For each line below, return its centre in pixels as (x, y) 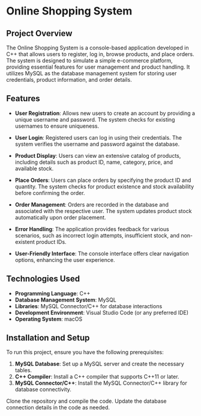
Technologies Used (43, 279)
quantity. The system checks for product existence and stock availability (104, 186)
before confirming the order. (50, 193)
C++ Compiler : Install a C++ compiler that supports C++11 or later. (97, 377)
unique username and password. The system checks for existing (95, 119)
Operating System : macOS (49, 319)
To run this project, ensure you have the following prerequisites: (85, 352)
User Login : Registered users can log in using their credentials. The (98, 137)
